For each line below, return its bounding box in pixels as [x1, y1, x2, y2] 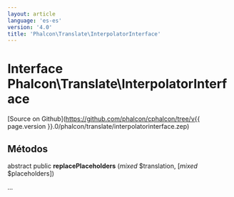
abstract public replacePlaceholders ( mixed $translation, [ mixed [7, 161, 198, 170]
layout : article [7, 10, 56, 18]
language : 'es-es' [7, 17, 62, 24]
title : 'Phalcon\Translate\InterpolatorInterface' [7, 30, 161, 38]
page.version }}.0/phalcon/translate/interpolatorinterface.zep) [7, 122, 190, 131]
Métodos [7, 143, 49, 155]
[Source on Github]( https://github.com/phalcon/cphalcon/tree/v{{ [7, 115, 200, 123]
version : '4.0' [7, 23, 53, 31]
